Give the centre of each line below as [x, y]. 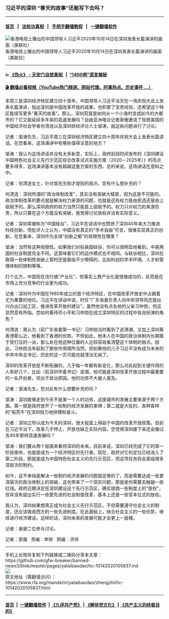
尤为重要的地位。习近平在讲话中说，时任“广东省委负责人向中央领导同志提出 [83, 300]
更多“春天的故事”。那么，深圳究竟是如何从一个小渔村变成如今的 [89, 113]
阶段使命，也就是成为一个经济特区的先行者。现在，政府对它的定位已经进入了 [84, 453]
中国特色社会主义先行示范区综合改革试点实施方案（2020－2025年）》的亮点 [83, 160]
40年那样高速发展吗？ [32, 436]
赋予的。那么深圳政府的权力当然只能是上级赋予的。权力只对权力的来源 [82, 207]
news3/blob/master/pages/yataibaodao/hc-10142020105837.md [72, 566]
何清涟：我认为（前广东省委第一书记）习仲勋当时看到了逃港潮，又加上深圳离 [84, 330]
